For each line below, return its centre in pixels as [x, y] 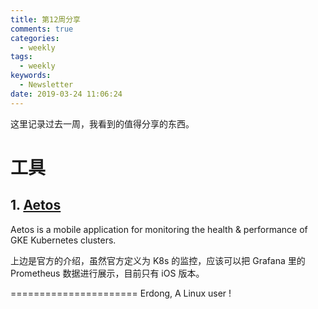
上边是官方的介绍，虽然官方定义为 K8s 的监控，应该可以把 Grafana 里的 [158, 260]
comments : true [42, 29]
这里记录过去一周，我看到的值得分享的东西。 [102, 123]
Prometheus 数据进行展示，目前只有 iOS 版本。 [107, 273]
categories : [35, 38]
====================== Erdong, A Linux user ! [121, 293]
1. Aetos [36, 205]
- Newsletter [46, 85]
